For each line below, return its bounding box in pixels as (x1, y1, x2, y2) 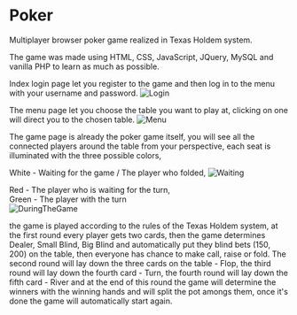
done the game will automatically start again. (9, 296, 173, 306)
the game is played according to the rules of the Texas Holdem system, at (9, 220, 278, 231)
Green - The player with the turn (9, 194, 127, 204)
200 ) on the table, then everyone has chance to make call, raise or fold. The (9, 249, 286, 259)
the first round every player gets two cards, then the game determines (9, 229, 266, 240)
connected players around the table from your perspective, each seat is (9, 141, 271, 151)
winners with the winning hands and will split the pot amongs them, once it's (9, 286, 288, 296)
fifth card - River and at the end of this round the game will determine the (9, 276, 277, 288)
